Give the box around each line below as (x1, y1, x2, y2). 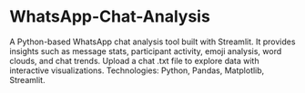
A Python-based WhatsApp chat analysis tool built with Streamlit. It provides (9, 36, 296, 47)
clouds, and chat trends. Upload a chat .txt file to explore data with (9, 55, 259, 66)
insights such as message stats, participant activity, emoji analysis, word (9, 45, 282, 56)
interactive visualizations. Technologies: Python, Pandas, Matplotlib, (9, 65, 265, 76)
